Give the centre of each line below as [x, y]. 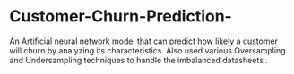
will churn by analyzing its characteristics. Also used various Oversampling [147, 50]
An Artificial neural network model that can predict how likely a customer [144, 41]
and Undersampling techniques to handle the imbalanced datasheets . [139, 60]
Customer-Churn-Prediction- [121, 16]
